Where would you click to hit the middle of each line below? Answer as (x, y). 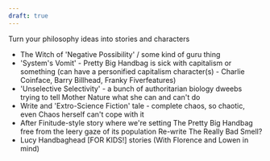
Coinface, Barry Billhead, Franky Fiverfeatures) (98, 80)
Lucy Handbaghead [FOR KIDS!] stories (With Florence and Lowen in (134, 140)
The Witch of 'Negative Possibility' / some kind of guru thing (120, 54)
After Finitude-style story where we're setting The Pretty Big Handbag (137, 122)
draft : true (28, 16)
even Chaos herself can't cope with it (82, 114)
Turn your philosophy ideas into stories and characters (99, 39)
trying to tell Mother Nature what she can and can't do (110, 97)
